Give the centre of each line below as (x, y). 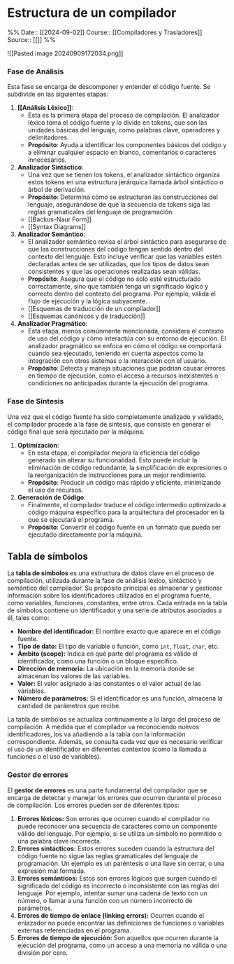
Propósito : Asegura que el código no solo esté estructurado (114, 279)
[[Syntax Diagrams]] (57, 227)
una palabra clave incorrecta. (59, 841)
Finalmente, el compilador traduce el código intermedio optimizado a (127, 504)
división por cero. (43, 952)
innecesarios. (47, 160)
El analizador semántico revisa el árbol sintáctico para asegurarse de (127, 242)
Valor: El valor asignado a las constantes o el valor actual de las (109, 684)
